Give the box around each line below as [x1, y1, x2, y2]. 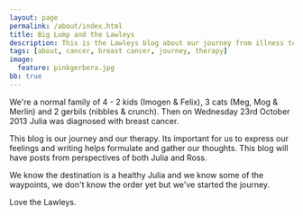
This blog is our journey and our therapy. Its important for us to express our [9, 132, 289, 144]
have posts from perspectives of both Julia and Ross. [9, 152, 207, 163]
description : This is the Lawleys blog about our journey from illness [9, 38, 284, 48]
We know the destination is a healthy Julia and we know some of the [9, 169, 264, 180]
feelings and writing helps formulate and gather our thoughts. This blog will [9, 142, 289, 153]
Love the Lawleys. [9, 196, 77, 207]
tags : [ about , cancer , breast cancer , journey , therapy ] [9, 47, 228, 56]
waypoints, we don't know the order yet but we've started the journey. [9, 179, 271, 190]
